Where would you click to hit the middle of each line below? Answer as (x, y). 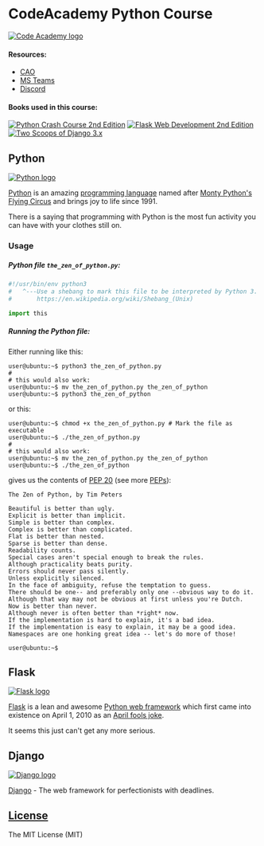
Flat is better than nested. (56, 536)
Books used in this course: (53, 107)
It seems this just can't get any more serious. (82, 730)
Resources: (27, 54)
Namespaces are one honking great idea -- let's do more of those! (122, 634)
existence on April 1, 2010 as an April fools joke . (86, 715)
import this (28, 313)
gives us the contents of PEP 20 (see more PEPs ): (90, 480)
